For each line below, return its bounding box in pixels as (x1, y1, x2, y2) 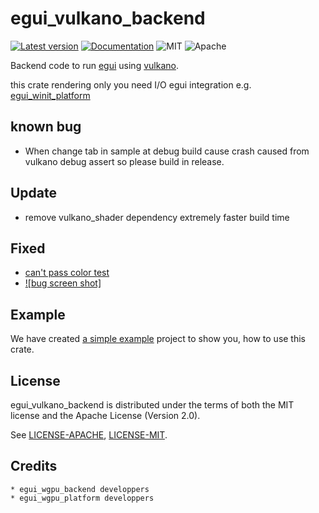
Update (10, 185, 58, 202)
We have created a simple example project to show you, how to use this (10, 333, 307, 345)
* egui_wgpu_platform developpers (10, 493, 155, 503)
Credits (10, 458, 58, 475)
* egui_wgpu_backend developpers (10, 484, 150, 494)
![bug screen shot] (24, 277, 102, 289)
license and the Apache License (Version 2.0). (10, 410, 201, 421)
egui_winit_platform (10, 89, 91, 101)
